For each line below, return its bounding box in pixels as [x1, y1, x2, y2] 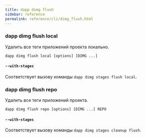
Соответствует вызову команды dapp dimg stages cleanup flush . [5, 127, 142, 133]
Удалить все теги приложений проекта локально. [5, 44, 109, 50]
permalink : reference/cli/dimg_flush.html [5, 16, 93, 21]
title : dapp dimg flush [5, 7, 54, 12]
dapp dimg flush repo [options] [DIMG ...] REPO [5, 107, 107, 112]
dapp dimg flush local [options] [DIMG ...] [5, 53, 98, 58]
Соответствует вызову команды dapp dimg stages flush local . [5, 73, 137, 79]
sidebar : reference [5, 12, 45, 17]
